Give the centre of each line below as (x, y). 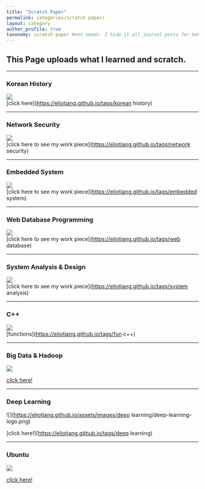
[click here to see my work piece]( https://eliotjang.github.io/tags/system (97, 286)
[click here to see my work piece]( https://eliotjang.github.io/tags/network (99, 144)
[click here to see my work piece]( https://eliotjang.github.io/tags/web (94, 239)
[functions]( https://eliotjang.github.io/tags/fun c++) (71, 334)
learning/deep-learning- (161, 415)
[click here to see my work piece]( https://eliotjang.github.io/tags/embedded (102, 191)
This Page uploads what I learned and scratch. (96, 60)
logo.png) (19, 421)
